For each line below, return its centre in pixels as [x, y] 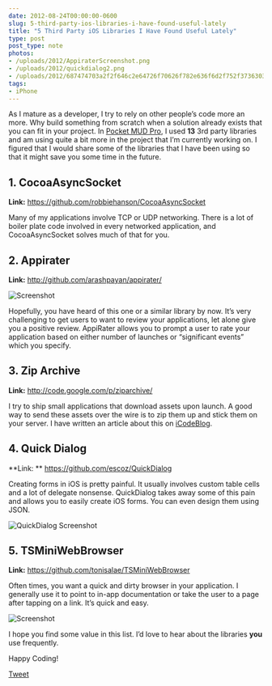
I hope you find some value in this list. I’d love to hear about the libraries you [136, 634]
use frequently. [34, 643]
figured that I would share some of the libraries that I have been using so [130, 148]
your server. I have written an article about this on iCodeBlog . [110, 423]
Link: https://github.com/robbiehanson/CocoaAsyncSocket [107, 202]
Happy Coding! [34, 658]
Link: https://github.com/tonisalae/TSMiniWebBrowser [99, 570]
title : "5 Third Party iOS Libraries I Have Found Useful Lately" [123, 31]
